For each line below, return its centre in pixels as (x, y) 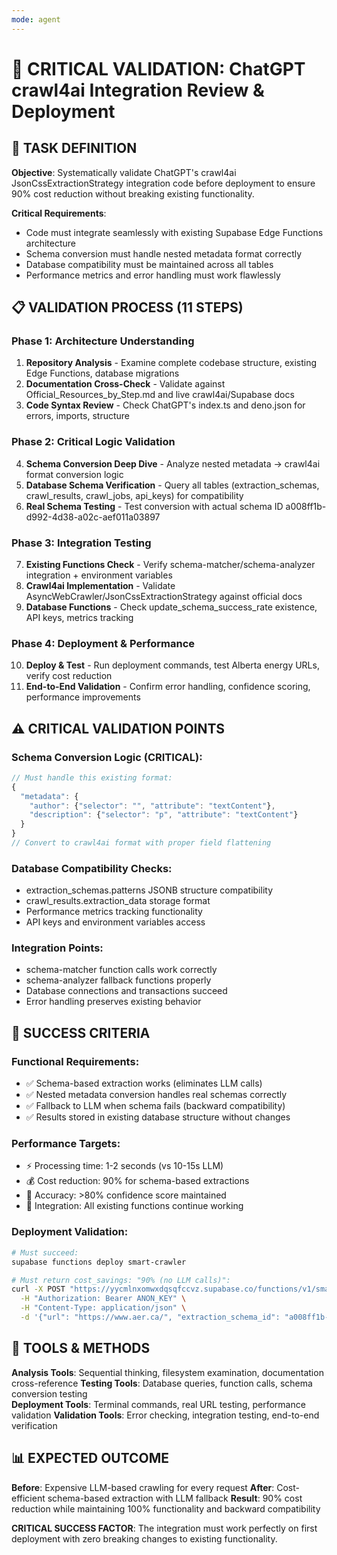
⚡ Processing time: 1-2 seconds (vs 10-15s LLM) (124, 1166)
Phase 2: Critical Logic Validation (93, 442)
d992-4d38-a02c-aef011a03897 (93, 517)
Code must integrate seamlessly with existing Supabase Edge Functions (174, 232)
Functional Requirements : (75, 1061)
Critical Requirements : (59, 213)
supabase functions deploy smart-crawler (99, 1262)
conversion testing (49, 1393)
